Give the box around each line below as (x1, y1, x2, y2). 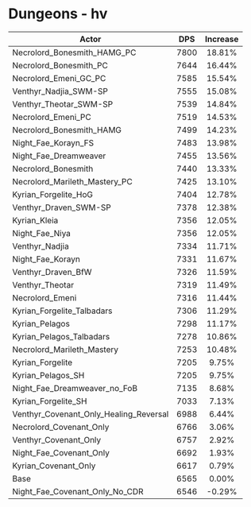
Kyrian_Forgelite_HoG (12, 188, 94, 199)
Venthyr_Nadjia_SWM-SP (12, 85, 109, 96)
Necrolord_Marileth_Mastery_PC (12, 176, 133, 187)
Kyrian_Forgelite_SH (12, 395, 87, 406)
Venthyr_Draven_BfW (12, 266, 93, 277)
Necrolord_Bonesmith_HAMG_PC (12, 47, 137, 58)
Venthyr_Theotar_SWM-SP (12, 99, 114, 110)
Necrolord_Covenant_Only (12, 421, 110, 432)
